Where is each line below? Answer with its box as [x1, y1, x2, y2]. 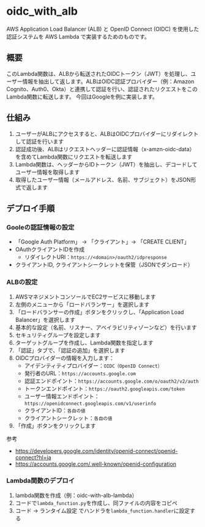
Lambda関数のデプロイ [6, 476, 75, 485]
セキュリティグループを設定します [15, 331, 101, 338]
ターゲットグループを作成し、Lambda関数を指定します [15, 338, 154, 346]
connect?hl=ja [15, 454, 51, 461]
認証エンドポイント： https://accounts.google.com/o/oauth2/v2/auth [24, 377, 199, 384]
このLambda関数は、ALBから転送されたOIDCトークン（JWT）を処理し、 [6, 70, 191, 77]
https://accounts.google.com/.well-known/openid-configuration [15, 460, 176, 468]
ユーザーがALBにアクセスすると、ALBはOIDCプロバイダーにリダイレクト [15, 130, 199, 137]
